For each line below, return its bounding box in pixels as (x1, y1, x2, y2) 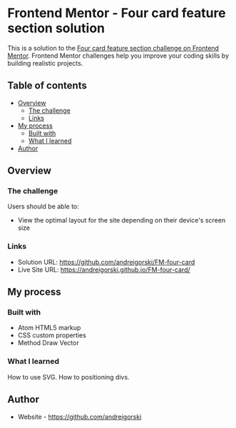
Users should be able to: (7, 202, 80, 211)
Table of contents (7, 80, 87, 92)
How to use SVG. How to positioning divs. (7, 372, 130, 381)
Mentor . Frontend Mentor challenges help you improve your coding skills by (7, 51, 230, 60)
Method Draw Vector (17, 339, 80, 347)
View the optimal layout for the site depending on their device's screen (17, 216, 226, 225)
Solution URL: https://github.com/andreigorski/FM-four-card (17, 258, 195, 266)
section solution (7, 20, 106, 36)
